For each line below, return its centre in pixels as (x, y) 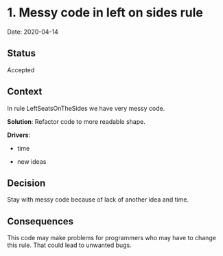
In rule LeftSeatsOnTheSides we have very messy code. (86, 108)
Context (25, 92)
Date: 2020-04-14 (33, 32)
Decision (26, 183)
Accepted (21, 70)
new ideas (32, 161)
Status (22, 53)
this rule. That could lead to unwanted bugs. (69, 245)
